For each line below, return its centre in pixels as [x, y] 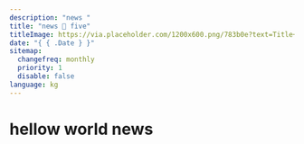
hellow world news [81, 129]
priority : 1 [40, 68]
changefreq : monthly [56, 59]
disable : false [46, 76]
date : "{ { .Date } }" [52, 43]
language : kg [34, 85]
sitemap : [26, 51]
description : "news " [50, 18]
